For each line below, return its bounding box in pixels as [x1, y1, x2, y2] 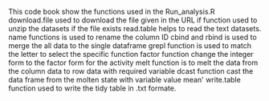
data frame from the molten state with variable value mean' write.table [8, 75, 241, 84]
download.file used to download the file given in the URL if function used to [8, 15, 258, 25]
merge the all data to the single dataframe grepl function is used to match [8, 41, 251, 50]
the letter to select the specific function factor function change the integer [8, 50, 255, 59]
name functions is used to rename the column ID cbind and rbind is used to [8, 32, 257, 42]
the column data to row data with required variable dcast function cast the [8, 67, 254, 75]
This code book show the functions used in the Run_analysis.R [8, 7, 215, 16]
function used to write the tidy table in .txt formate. [8, 83, 177, 93]
